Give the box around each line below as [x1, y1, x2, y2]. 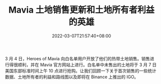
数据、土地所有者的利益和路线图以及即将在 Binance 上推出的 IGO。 [5, 74, 139, 80]
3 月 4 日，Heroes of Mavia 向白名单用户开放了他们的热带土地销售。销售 [5, 55, 150, 61]
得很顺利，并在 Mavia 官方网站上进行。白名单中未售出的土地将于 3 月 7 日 [9, 62, 157, 67]
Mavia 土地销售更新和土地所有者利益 [8, 4, 155, 16]
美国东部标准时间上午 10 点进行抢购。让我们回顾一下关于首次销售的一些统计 [5, 67, 157, 73]
